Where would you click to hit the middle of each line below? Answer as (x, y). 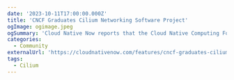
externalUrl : (26, 53)
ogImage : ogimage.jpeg (40, 26)
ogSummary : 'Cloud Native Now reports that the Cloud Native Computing (113, 33)
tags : (15, 59)
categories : (24, 40)
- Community (31, 46)
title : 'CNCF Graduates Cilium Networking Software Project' (98, 20)
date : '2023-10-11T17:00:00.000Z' (57, 14)
